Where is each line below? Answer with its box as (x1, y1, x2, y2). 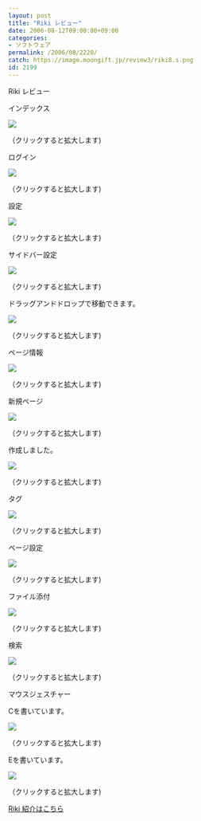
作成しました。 (8, 445, 57, 454)
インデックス (8, 103, 50, 112)
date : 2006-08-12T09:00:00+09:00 (8, 26, 119, 34)
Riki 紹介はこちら (8, 803, 64, 813)
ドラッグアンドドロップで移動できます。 (8, 298, 141, 308)
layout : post (8, 11, 52, 20)
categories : (8, 33, 48, 42)
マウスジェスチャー (8, 689, 72, 698)
